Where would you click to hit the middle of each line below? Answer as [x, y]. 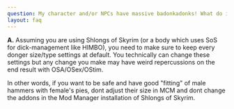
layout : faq [24, 20]
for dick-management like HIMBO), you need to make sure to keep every [111, 47]
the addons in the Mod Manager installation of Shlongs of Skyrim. [101, 97]
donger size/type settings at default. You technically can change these [109, 54]
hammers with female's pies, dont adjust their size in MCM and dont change [116, 90]
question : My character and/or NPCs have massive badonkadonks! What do [115, 14]
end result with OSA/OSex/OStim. [55, 69]
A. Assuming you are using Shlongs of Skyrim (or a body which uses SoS [112, 40]
